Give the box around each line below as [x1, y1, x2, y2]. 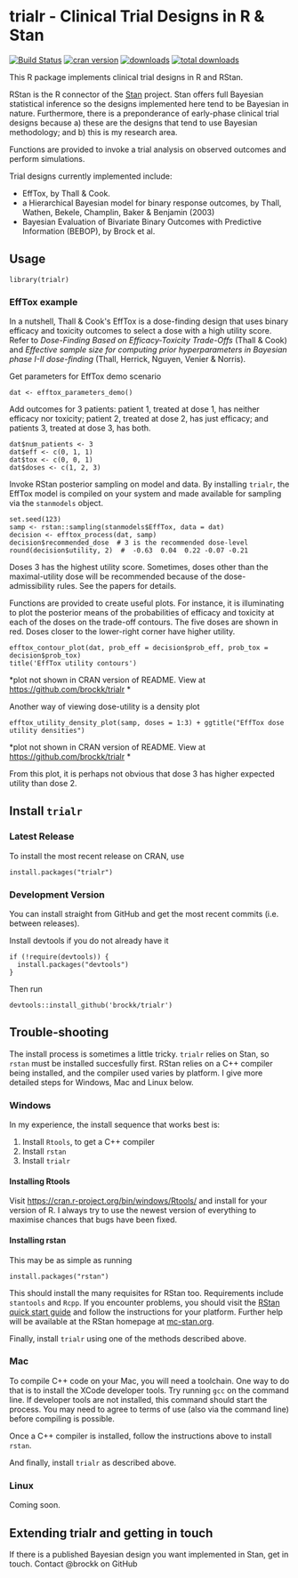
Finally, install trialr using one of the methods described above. [9, 1332, 247, 1344]
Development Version [9, 888, 105, 900]
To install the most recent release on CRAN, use [9, 850, 185, 861]
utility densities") [9, 727, 86, 736]
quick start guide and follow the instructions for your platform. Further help [9, 1306, 283, 1317]
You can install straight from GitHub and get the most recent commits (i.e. [9, 909, 279, 920]
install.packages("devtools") [17, 961, 129, 970]
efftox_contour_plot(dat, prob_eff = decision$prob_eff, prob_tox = [9, 643, 269, 653]
